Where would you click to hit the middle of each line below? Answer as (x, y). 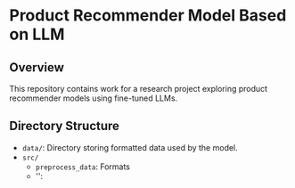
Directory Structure (65, 126)
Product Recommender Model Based (148, 16)
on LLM (37, 34)
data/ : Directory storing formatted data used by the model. (130, 147)
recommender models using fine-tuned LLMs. (94, 98)
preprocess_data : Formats (83, 167)
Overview (37, 67)
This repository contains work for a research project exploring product (139, 89)
